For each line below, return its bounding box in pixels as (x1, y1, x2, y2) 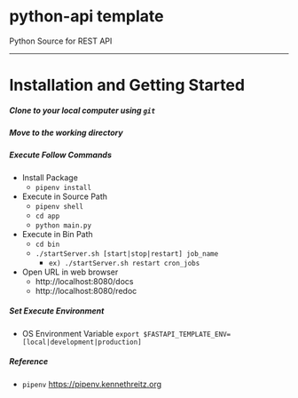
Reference (9, 356, 49, 367)
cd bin (35, 240, 60, 249)
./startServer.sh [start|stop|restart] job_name (35, 249, 219, 259)
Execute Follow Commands (9, 149, 113, 161)
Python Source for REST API (9, 36, 113, 46)
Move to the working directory (9, 127, 123, 139)
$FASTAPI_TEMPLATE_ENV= (143, 330, 231, 338)
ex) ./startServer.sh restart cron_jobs (48, 259, 200, 267)
